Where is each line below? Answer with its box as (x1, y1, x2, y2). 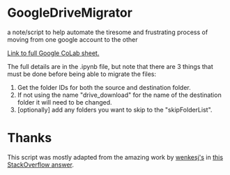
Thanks (7, 130, 52, 146)
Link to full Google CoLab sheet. (7, 49, 100, 57)
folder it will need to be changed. (17, 98, 113, 106)
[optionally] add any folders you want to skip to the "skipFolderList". (17, 105, 213, 114)
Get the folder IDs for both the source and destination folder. (17, 83, 192, 91)
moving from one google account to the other (7, 35, 138, 43)
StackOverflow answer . (7, 160, 75, 169)
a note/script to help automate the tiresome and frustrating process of (7, 28, 208, 36)
